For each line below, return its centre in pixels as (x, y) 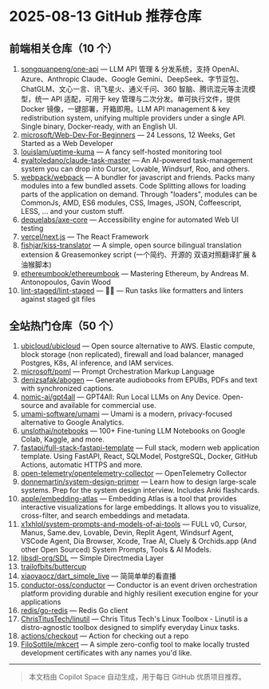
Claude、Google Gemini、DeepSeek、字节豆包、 (162, 79)
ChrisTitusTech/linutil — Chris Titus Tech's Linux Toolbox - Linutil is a (134, 619)
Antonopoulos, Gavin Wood (65, 282)
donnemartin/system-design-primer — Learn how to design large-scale (138, 481)
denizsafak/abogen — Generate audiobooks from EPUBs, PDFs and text (139, 379)
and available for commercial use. (101, 405)
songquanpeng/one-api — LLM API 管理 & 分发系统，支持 (115, 69)
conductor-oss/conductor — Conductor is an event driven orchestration (139, 584)
